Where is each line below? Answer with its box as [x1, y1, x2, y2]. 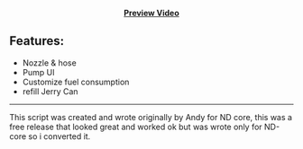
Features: [9, 33, 65, 48]
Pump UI [22, 66, 55, 77]
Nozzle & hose [22, 57, 77, 68]
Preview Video [123, 8, 180, 18]
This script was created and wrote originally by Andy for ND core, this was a [9, 111, 293, 122]
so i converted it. [28, 130, 91, 142]
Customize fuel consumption [22, 76, 130, 87]
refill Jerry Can [22, 85, 78, 97]
